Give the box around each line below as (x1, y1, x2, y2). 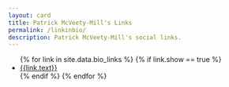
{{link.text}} (19, 63, 58, 73)
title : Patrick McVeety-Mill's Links (8, 19, 133, 27)
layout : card (8, 11, 51, 20)
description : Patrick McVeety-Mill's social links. (8, 33, 182, 42)
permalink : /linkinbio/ (8, 26, 87, 34)
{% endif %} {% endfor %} (19, 71, 107, 81)
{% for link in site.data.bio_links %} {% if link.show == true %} (19, 55, 222, 64)
